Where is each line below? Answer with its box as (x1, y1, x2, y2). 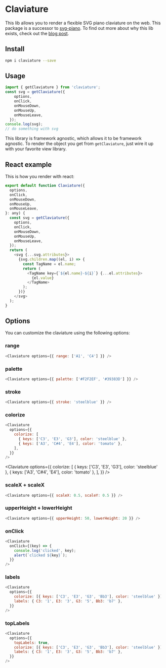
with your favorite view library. (5, 146, 67, 152)
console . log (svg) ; (5, 122, 43, 127)
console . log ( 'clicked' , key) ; (14, 548, 77, 553)
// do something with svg (5, 127, 58, 132)
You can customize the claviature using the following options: (5, 330, 130, 336)
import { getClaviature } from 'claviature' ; (5, 85, 100, 90)
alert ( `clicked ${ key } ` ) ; (14, 552, 68, 558)
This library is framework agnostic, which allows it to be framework (5, 135, 142, 141)
